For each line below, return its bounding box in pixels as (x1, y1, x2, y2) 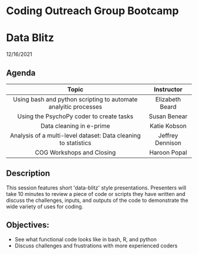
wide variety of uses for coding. (6, 202, 84, 210)
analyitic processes (48, 102, 103, 110)
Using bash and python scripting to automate (12, 95, 138, 103)
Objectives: (6, 220, 49, 230)
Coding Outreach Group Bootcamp (6, 4, 179, 18)
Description (6, 168, 50, 178)
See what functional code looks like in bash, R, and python (14, 236, 157, 243)
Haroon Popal (149, 148, 187, 156)
